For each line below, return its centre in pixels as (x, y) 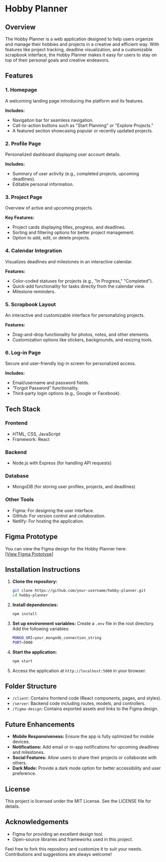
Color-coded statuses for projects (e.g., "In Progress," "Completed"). (83, 281)
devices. (21, 742)
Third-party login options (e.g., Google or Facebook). (66, 393)
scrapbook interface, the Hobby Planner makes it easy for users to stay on (81, 55)
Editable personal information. (43, 184)
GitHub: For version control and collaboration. (59, 516)
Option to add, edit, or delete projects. (51, 238)
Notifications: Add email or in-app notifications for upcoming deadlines (86, 747)
